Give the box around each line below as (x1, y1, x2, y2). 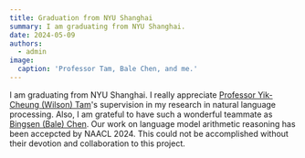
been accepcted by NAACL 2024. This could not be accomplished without (9, 128, 289, 139)
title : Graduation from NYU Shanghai (9, 13, 153, 23)
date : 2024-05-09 (9, 30, 76, 39)
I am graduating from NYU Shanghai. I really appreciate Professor (9, 89, 256, 100)
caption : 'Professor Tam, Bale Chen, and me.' (17, 65, 198, 74)
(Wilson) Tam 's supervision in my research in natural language (40, 99, 277, 110)
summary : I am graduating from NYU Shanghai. (9, 22, 185, 31)
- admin (17, 47, 47, 57)
